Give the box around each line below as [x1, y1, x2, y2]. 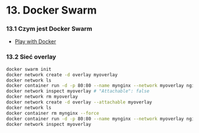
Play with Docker [14, 38, 56, 45]
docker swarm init [6, 66, 52, 72]
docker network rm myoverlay [6, 94, 78, 100]
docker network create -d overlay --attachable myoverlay [6, 99, 152, 105]
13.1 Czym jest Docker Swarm [6, 25, 93, 33]
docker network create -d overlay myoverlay [6, 72, 118, 77]
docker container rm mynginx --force [6, 110, 99, 116]
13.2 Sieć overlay [6, 53, 56, 61]
